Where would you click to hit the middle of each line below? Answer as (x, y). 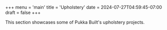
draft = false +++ (23, 12)
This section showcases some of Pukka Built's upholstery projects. (75, 22)
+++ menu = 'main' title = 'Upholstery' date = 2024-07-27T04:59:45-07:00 (84, 7)
